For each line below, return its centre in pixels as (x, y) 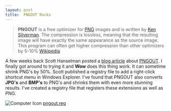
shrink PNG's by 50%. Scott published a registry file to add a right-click (80, 71)
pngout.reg (54, 103)
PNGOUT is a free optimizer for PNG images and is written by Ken (87, 29)
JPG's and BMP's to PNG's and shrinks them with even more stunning (79, 82)
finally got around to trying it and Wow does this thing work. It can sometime (85, 66)
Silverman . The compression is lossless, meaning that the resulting (88, 35)
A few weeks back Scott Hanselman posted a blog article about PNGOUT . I (84, 61)
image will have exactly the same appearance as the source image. (88, 40)
